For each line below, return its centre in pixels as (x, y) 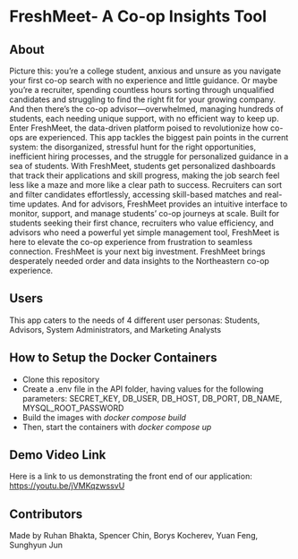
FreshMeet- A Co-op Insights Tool (138, 17)
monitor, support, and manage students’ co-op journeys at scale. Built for (145, 213)
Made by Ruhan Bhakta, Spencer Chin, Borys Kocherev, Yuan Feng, (134, 536)
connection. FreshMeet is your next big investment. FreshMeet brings (137, 251)
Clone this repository (61, 379)
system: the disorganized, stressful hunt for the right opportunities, (133, 147)
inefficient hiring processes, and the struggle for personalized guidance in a (149, 157)
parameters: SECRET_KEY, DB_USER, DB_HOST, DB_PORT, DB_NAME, (152, 398)
